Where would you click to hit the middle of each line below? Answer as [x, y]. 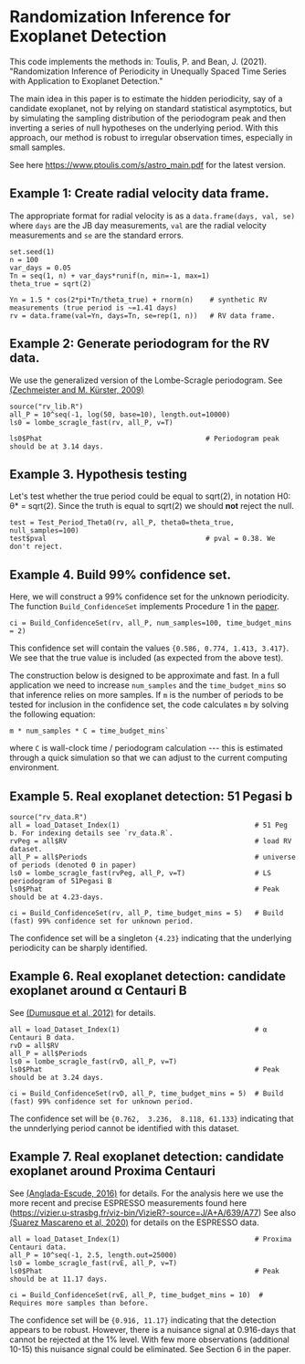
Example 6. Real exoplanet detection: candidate [147, 976]
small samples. [37, 147]
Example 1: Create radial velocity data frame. [139, 194]
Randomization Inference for [120, 17]
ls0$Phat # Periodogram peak [145, 439]
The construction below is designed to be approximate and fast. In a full [145, 676]
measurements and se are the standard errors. [97, 235]
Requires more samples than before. [79, 1303]
